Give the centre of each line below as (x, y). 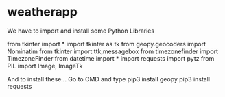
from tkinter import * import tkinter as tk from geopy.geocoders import (106, 44)
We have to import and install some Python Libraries (81, 31)
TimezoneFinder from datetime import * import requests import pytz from (111, 58)
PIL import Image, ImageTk (45, 66)
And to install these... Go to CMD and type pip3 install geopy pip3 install (109, 79)
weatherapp (42, 12)
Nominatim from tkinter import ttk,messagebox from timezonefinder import (113, 51)
